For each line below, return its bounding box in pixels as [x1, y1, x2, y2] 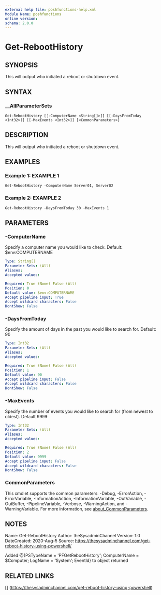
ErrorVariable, [5, 495, 33, 501]
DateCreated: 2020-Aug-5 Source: [5, 538, 74, 544]
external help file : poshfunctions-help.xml [5, 7, 96, 12]
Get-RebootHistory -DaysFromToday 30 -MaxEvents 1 [5, 205, 109, 210]
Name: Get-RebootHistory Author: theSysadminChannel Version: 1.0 [5, 533, 140, 539]
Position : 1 [5, 368, 29, 373]
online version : [5, 16, 38, 21]
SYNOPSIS [5, 61, 38, 69]
